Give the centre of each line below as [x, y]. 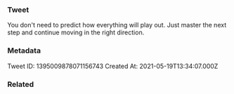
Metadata [24, 51]
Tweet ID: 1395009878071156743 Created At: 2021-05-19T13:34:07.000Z [113, 66]
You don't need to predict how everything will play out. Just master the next [117, 25]
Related [21, 84]
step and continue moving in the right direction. [76, 32]
